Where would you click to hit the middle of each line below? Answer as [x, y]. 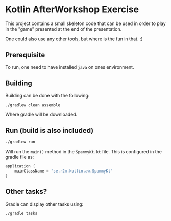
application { [20, 166]
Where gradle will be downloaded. [41, 114]
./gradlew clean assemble [33, 105]
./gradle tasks [21, 213]
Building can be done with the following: [47, 95]
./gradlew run [20, 142]
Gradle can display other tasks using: [44, 204]
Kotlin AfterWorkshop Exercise [72, 9]
